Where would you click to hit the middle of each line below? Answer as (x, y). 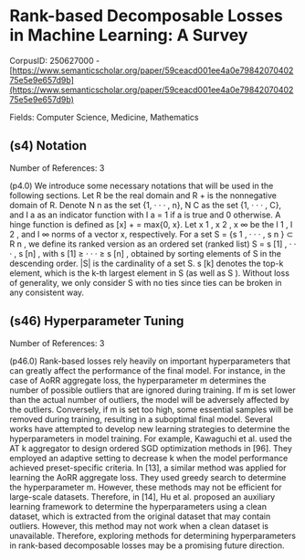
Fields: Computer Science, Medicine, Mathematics (104, 117)
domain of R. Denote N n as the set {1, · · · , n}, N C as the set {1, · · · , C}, (145, 205)
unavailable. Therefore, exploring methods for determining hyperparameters (153, 535)
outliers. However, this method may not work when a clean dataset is (139, 525)
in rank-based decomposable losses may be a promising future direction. (147, 545)
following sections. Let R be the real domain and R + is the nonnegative (143, 195)
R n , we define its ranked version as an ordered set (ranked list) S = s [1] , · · (153, 244)
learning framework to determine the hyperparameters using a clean (138, 506)
